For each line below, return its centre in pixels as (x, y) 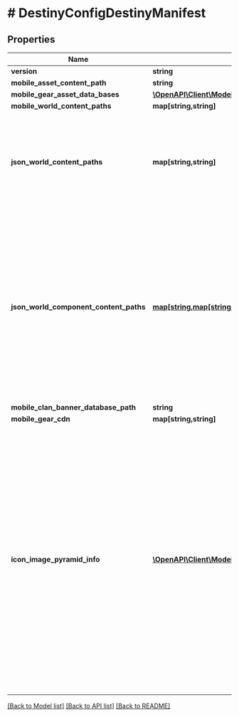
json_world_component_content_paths (78, 307)
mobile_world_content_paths (61, 106)
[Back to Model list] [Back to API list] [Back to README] (89, 706)
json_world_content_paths (57, 162)
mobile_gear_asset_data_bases (65, 94)
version (24, 71)
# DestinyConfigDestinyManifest (107, 13)
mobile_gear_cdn (41, 419)
